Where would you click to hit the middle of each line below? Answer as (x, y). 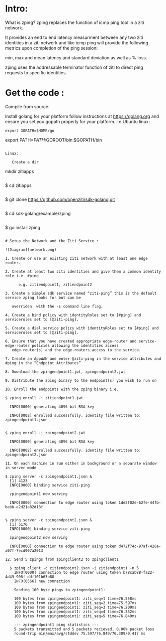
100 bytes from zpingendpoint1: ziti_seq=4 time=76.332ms (75, 612)
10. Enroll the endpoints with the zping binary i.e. (62, 389)
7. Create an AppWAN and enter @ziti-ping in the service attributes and (83, 359)
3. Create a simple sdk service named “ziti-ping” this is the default (81, 293)
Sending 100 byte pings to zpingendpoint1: (60, 590)
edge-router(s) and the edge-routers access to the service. (76, 350)
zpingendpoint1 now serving (39, 494)
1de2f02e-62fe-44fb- (140, 502)
